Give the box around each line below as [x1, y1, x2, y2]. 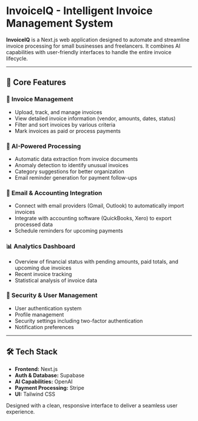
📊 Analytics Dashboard [6, 243, 75, 251]
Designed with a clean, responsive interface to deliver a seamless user [6, 402, 178, 409]
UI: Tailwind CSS [14, 390, 56, 397]
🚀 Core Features [6, 78, 67, 88]
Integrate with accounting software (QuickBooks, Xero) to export [14, 215, 172, 222]
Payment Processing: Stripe [14, 384, 84, 391]
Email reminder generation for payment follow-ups [14, 174, 137, 181]
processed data [14, 221, 53, 228]
